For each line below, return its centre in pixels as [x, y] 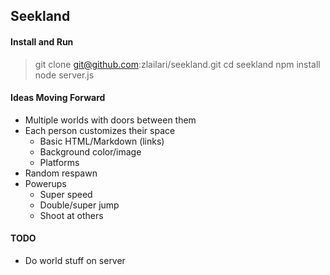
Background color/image [90, 151]
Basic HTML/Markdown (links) [102, 141]
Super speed [66, 194]
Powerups [45, 183]
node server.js [64, 75]
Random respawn [61, 173]
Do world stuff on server [75, 260]
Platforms [59, 162]
